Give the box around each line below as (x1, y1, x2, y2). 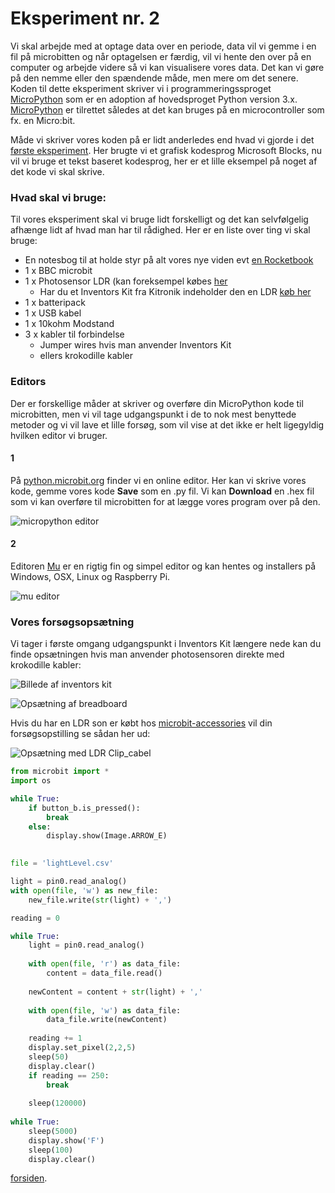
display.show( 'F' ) (28, 1135, 105, 1146)
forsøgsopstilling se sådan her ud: (10, 728, 151, 740)
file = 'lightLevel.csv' (10, 858, 114, 869)
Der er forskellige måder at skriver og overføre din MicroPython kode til (10, 397, 304, 409)
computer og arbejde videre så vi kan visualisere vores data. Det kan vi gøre (10, 61, 325, 73)
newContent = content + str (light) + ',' (28, 987, 203, 997)
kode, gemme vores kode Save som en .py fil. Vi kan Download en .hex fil (10, 485, 315, 497)
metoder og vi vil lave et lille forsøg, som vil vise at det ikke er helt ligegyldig (10, 418, 325, 431)
